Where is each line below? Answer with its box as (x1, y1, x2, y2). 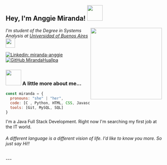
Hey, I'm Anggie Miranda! (5, 14, 86, 23)
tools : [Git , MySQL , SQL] (10, 105, 64, 110)
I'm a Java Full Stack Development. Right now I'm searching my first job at (5, 119, 157, 125)
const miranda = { (5, 91, 44, 96)
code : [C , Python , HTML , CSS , (10, 100, 75, 105)
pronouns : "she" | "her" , (10, 95, 64, 101)
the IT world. (5, 124, 32, 130)
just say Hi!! (5, 141, 30, 147)
